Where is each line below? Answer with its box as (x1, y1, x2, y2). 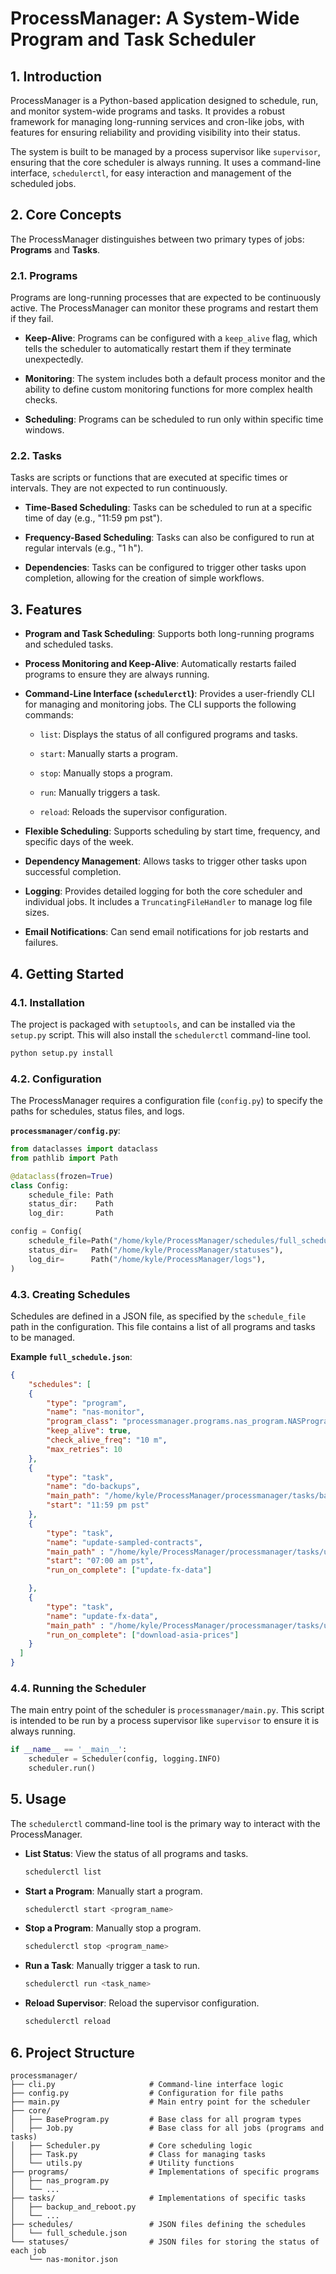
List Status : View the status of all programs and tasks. (24, 1847, 249, 1859)
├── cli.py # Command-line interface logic (10, 2079, 284, 2089)
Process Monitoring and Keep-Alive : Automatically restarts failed (24, 658, 297, 670)
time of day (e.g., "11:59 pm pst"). (24, 512, 163, 524)
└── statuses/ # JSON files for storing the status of (10, 2237, 320, 2247)
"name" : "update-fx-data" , (46, 1611, 159, 1621)
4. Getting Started (10, 965, 125, 982)
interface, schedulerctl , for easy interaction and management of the (10, 167, 292, 179)
